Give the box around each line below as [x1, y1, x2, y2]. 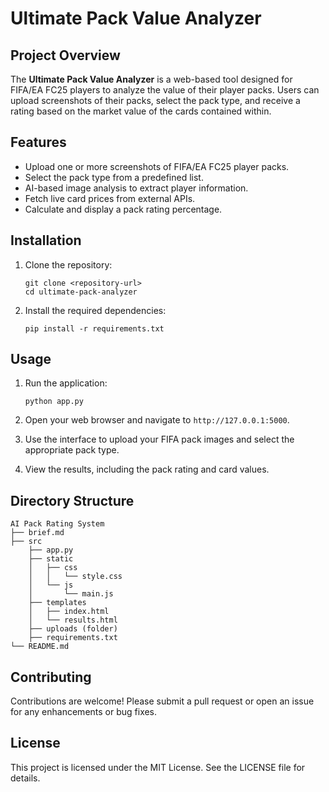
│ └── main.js [28, 589, 114, 599]
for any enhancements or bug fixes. [10, 706, 158, 718]
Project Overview [10, 47, 121, 64]
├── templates [28, 598, 87, 608]
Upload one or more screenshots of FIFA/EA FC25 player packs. [24, 160, 290, 172]
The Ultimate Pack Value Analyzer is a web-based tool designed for [10, 73, 293, 85]
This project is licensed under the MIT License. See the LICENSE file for [10, 761, 306, 773]
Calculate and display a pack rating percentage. [24, 203, 223, 215]
